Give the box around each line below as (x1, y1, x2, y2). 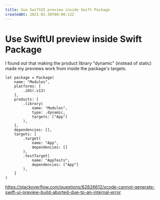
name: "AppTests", (31, 158, 70, 163)
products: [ (14, 97, 39, 102)
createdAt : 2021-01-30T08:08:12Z (5, 12, 75, 17)
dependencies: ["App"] (31, 162, 79, 167)
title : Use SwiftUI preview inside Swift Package (5, 7, 110, 12)
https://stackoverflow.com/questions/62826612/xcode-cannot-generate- (5, 184, 155, 190)
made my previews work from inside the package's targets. (5, 66, 127, 72)
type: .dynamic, (31, 110, 66, 115)
